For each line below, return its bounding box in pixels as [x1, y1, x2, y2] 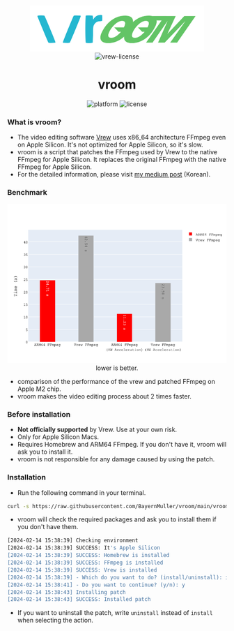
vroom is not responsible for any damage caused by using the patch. [17, 455, 215, 463]
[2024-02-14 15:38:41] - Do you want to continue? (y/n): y [7, 581, 186, 588]
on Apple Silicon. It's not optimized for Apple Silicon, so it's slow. [17, 140, 203, 149]
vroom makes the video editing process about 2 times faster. [17, 392, 192, 400]
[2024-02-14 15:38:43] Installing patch [7, 588, 127, 595]
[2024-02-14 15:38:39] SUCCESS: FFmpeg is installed [7, 559, 164, 567]
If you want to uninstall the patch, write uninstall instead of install [17, 609, 213, 617]
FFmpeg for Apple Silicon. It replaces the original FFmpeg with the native [17, 156, 226, 164]
